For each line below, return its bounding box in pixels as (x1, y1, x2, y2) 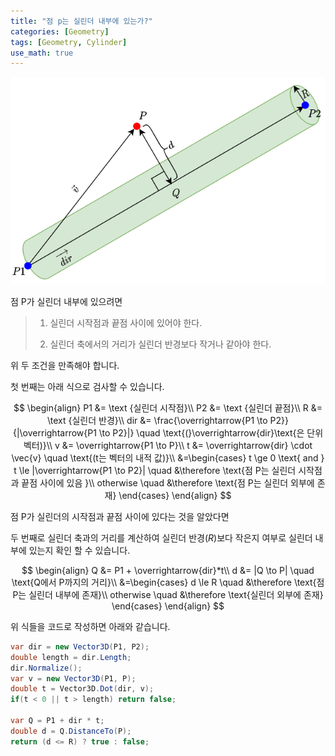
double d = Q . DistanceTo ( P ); (10, 726, 132, 736)
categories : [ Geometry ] (10, 26, 110, 37)
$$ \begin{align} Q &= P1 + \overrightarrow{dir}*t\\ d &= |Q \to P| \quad (21, 564, 315, 576)
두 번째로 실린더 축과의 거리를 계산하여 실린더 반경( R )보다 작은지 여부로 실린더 (10, 531, 313, 544)
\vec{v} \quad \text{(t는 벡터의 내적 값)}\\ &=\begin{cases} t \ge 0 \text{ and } (11, 451, 325, 464)
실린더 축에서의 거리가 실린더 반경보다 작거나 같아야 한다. (49, 338, 272, 350)
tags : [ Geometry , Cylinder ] (10, 37, 128, 47)
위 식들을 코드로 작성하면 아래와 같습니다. (10, 620, 171, 632)
